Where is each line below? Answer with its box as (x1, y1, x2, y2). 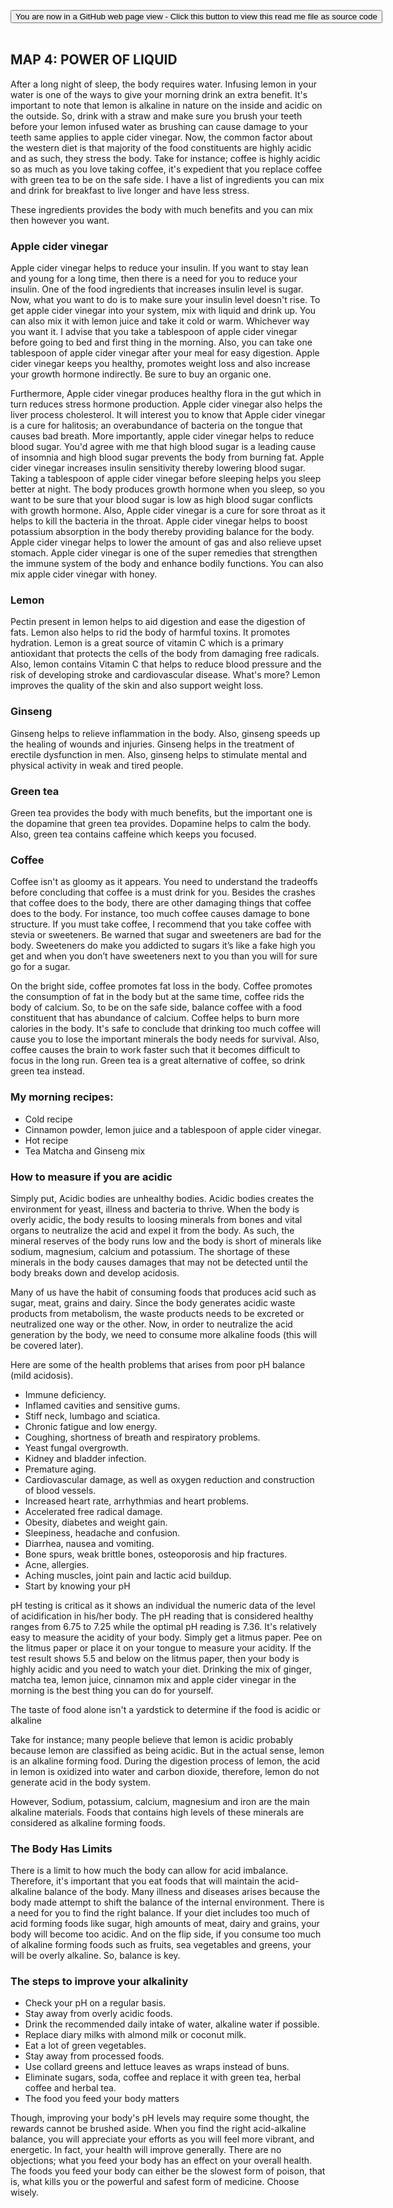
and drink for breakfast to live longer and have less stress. (10, 184, 250, 196)
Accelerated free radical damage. (24, 1505, 163, 1517)
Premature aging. (24, 1463, 97, 1475)
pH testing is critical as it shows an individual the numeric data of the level (10, 1599, 316, 1611)
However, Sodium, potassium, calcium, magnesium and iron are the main (10, 1795, 310, 1807)
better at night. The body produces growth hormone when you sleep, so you (10, 483, 325, 495)
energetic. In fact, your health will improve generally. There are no (10, 2144, 282, 2156)
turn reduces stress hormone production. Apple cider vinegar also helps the (10, 398, 323, 410)
